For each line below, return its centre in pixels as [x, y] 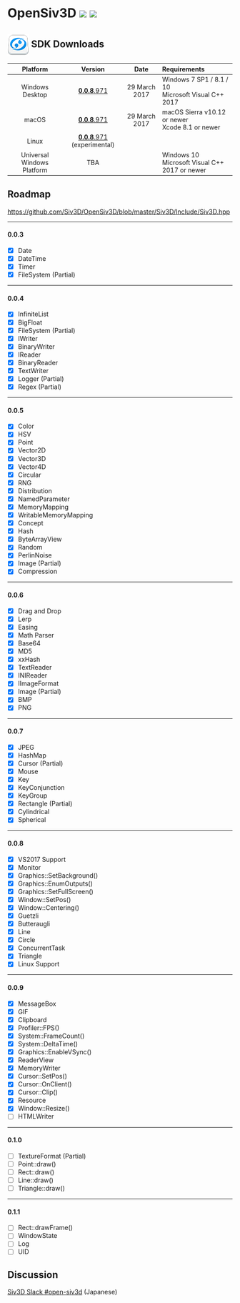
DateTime [32, 259]
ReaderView [36, 1060]
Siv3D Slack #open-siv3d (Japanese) [62, 1292]
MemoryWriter [39, 1068]
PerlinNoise [35, 555]
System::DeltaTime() [48, 1044]
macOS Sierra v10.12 [194, 112]
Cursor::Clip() [38, 1092]
